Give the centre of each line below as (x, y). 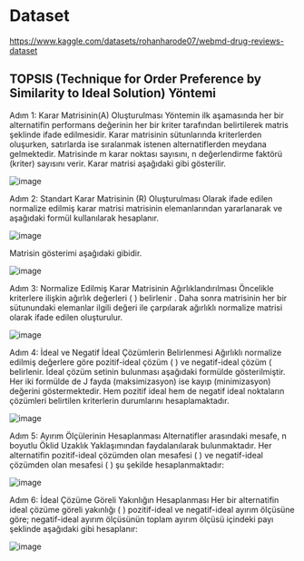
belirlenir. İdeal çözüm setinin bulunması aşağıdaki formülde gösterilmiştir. (147, 371)
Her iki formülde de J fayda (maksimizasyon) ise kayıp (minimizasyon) (140, 381)
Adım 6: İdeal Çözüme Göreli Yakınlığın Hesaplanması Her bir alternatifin (144, 499)
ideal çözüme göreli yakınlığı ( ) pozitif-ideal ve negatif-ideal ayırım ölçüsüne (152, 509)
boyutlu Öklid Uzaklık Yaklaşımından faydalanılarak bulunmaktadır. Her (141, 445)
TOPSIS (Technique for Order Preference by (135, 79)
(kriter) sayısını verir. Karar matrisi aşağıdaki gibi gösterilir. (118, 163)
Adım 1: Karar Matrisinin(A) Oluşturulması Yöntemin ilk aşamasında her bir (147, 115)
